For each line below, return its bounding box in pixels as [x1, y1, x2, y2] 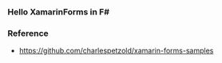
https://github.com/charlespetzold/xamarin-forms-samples [18, 46, 214, 56]
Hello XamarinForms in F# [7, 6, 109, 18]
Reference [7, 27, 49, 38]
